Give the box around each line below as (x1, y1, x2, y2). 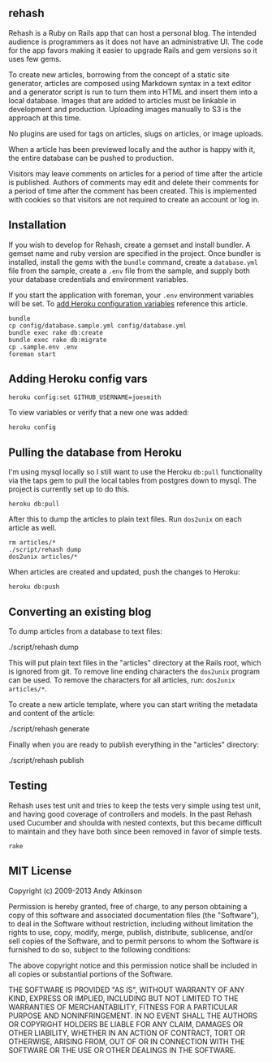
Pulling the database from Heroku (8, 445, 183, 459)
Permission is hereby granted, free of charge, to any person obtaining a (8, 901, 248, 911)
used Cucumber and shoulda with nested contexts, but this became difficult (8, 817, 262, 827)
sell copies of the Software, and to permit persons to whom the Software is (8, 936, 260, 946)
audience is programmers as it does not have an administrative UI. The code (8, 37, 264, 46)
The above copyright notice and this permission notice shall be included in (8, 960, 257, 970)
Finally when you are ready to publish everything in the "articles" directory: (8, 739, 260, 750)
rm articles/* (8, 539, 57, 547)
